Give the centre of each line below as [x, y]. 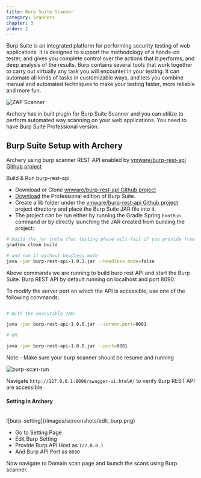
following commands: [33, 297]
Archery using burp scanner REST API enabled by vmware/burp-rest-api [96, 160]
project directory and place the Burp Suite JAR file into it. [85, 209]
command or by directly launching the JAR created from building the [100, 222]
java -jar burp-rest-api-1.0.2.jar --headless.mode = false [80, 261]
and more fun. [24, 90]
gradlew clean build [32, 244]
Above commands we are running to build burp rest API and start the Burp [98, 273]
